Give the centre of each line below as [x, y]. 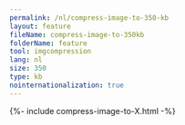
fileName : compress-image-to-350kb [77, 34]
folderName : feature [49, 43]
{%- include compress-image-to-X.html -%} [92, 111]
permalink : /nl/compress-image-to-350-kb [89, 18]
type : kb [26, 77]
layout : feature [40, 26]
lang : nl [26, 60]
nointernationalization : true [67, 85]
